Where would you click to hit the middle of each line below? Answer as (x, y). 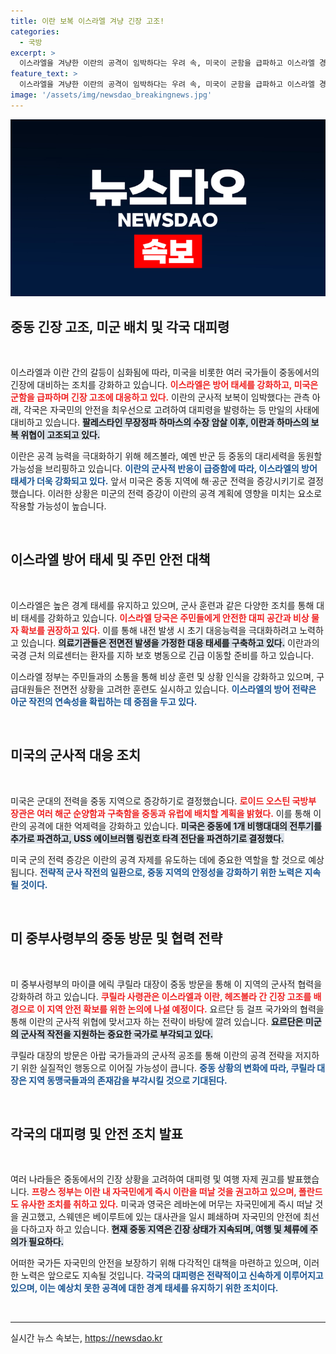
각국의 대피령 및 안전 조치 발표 (97, 1133)
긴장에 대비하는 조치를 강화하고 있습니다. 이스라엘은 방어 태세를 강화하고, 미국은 (164, 385)
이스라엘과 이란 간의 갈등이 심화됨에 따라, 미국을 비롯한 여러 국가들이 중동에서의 (165, 372)
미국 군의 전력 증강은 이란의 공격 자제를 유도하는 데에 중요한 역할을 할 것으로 (158, 859)
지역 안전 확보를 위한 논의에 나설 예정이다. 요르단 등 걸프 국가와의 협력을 (185, 1009)
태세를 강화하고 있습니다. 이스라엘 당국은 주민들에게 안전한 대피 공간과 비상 (165, 617)
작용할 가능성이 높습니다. (58, 506)
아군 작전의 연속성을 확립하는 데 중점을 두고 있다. (104, 701)
